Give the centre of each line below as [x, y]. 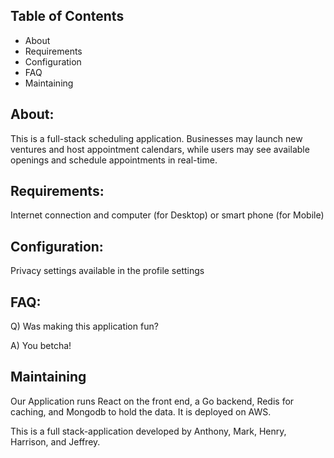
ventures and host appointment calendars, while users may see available [160, 149]
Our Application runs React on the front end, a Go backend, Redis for [152, 401]
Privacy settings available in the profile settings [107, 271]
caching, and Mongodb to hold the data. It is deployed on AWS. [141, 411]
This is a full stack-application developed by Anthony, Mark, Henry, [148, 431]
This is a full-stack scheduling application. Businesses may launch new [156, 138]
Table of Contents [67, 16]
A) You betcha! [41, 346]
